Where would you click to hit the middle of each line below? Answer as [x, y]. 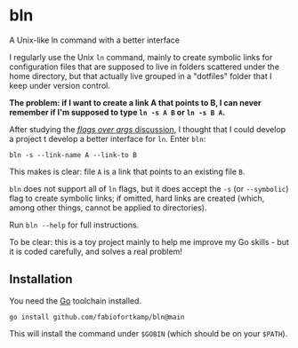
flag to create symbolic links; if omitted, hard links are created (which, [137, 198]
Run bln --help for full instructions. [74, 225]
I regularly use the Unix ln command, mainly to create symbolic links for [141, 57]
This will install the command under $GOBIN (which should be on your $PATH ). [149, 333]
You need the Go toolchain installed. [76, 301]
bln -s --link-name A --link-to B [73, 155]
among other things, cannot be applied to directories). [108, 207]
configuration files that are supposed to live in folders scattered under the [145, 67]
